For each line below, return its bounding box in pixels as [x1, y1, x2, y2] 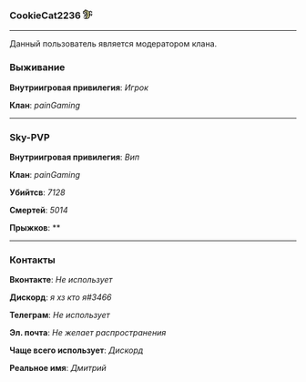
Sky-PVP [9, 130, 50, 143]
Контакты [9, 253, 56, 266]
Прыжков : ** [9, 222, 61, 232]
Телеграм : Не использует [9, 310, 111, 321]
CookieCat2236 [9, 9, 82, 22]
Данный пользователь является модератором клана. [9, 38, 218, 49]
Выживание [9, 61, 66, 74]
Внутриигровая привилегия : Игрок [9, 82, 148, 93]
